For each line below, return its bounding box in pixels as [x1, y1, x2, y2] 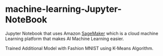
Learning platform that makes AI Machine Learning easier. [5, 36, 124, 42]
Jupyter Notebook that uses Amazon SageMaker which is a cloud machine [5, 30, 159, 36]
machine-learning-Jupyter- [5, 3, 122, 15]
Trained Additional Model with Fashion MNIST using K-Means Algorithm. [5, 45, 154, 51]
